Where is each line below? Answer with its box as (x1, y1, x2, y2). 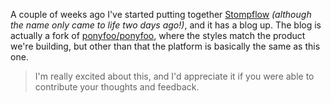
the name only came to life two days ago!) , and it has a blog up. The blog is (10, 19, 322, 31)
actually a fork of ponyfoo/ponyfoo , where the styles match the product (10, 30, 306, 41)
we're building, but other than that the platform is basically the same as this (10, 40, 321, 52)
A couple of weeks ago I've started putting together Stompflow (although (10, 9, 312, 20)
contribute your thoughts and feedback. (34, 81, 200, 93)
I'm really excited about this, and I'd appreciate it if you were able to (34, 70, 315, 82)
